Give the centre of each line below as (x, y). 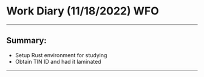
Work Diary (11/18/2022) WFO (83, 11)
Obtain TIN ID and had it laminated (58, 61)
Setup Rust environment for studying (61, 55)
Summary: (26, 41)
